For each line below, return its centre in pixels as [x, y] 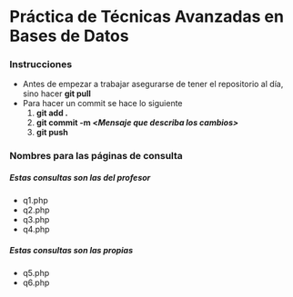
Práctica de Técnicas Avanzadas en [147, 17]
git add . [52, 113]
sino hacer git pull [56, 94]
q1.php [35, 201]
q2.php [36, 210]
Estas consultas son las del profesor [80, 178]
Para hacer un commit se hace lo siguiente [103, 104]
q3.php [36, 220]
